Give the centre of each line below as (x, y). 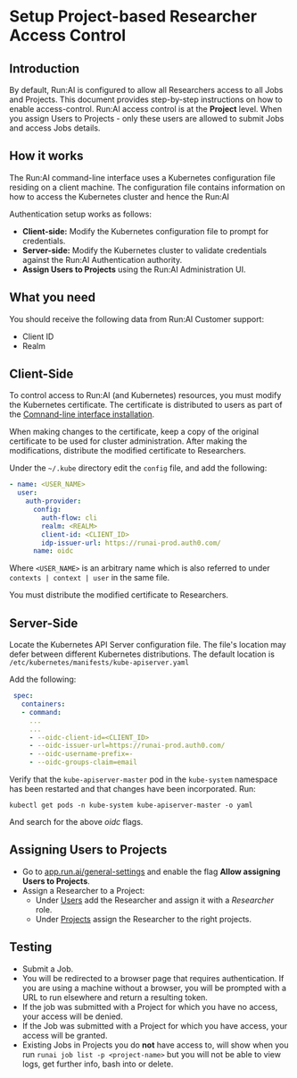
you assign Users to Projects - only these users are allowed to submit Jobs (147, 119)
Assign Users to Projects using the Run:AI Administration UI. (134, 269)
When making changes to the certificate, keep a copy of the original (134, 432)
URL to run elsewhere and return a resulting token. (115, 997)
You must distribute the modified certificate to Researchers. (119, 595)
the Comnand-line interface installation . (82, 414)
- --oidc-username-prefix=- (81, 754)
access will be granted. (65, 1035)
